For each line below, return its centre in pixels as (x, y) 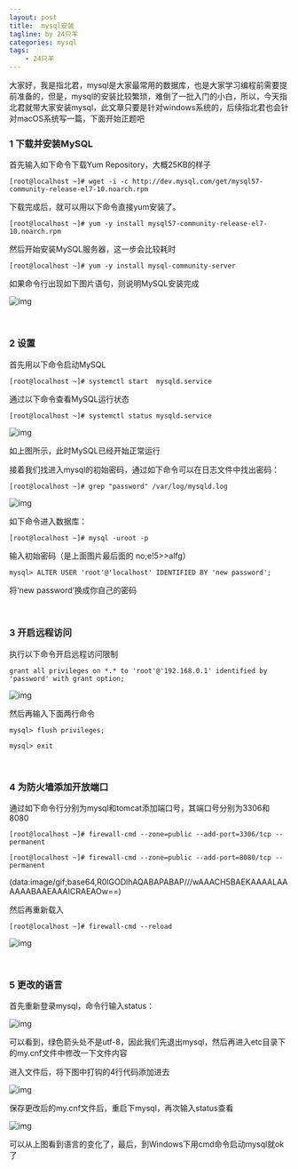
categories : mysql (43, 42)
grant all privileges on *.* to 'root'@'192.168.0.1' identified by (138, 671)
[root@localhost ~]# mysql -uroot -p (79, 539)
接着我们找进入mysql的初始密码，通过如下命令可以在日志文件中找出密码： (145, 470)
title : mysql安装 (42, 26)
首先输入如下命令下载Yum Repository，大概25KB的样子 (110, 164)
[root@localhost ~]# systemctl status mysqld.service (111, 416)
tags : (19, 51)
